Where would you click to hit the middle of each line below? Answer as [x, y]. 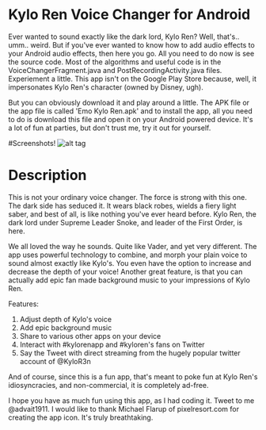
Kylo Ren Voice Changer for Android [129, 15]
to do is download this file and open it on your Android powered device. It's [131, 119]
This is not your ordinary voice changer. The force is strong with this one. [127, 197]
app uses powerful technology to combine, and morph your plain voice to [128, 255]
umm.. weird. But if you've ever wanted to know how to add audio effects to [131, 44]
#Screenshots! [32, 143]
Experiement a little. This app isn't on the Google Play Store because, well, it [133, 79]
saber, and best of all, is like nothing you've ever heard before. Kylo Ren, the [133, 214]
